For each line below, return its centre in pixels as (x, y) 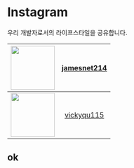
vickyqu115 (84, 115)
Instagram (38, 12)
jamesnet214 (85, 67)
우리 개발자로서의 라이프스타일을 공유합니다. (67, 32)
